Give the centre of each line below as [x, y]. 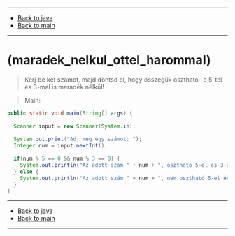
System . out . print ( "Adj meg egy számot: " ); [78, 139]
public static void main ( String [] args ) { [70, 113]
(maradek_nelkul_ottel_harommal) [109, 60]
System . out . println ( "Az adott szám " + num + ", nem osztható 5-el [120, 178]
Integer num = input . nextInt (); [61, 146]
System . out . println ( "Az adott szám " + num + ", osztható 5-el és [119, 165]
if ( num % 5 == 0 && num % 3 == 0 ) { [67, 159]
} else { [26, 172]
